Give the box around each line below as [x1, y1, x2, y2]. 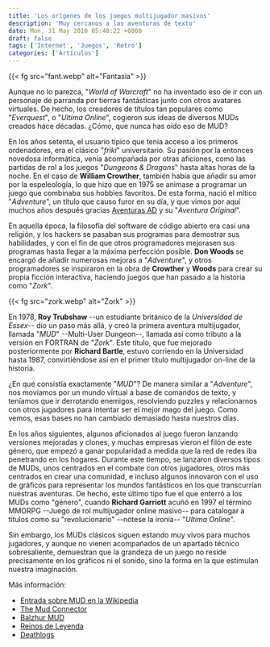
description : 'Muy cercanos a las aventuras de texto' [8, 19, 197, 27]
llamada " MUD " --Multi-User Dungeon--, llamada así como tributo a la [8, 330, 242, 338]
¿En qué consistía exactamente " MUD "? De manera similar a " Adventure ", [8, 379, 253, 388]
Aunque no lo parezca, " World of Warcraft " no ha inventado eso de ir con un [8, 87, 263, 97]
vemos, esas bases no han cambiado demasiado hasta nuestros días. [8, 413, 239, 423]
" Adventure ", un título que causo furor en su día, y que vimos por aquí [8, 197, 241, 206]
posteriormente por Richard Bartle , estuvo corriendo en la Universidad [8, 346, 244, 355]
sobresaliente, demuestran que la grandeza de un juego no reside [8, 547, 227, 557]
